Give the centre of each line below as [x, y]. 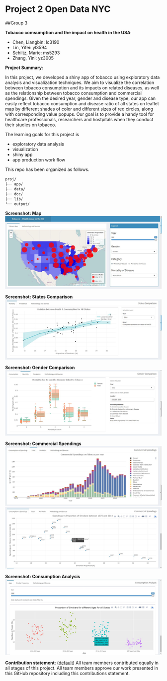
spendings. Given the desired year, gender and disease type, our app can [80, 98]
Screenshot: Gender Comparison [40, 367]
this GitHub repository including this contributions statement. [68, 674]
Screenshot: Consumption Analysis [43, 577]
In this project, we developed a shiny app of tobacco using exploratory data [83, 77]
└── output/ [17, 204]
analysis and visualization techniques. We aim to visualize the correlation [80, 82]
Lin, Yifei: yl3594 [30, 47]
